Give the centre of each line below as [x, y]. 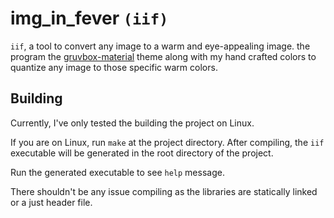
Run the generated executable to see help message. [117, 172]
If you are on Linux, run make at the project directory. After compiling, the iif [167, 142]
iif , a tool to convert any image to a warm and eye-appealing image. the [160, 46]
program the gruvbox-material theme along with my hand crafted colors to [163, 56]
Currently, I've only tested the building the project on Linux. [132, 123]
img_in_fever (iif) [89, 18]
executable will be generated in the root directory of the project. [142, 153]
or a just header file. [51, 202]
